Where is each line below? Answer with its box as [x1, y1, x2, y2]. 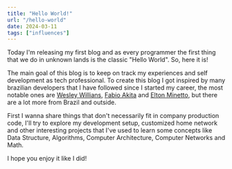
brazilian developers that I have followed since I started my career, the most [7, 83, 224, 92]
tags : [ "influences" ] [7, 29, 70, 37]
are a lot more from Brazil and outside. [7, 98, 116, 107]
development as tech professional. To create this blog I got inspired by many [7, 77, 226, 85]
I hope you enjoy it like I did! [7, 155, 87, 163]
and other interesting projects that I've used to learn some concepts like [7, 126, 213, 135]
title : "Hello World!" [7, 10, 73, 17]
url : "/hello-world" [7, 17, 67, 23]
